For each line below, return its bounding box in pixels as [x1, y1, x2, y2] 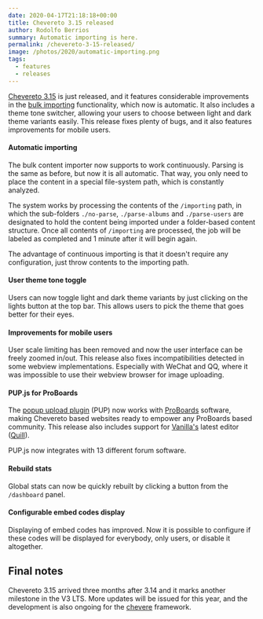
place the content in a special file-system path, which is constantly [8, 177, 225, 186]
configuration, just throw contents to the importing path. [8, 257, 190, 267]
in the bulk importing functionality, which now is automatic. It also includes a [8, 100, 255, 109]
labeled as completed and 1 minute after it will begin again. [8, 233, 198, 244]
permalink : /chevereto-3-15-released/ [8, 41, 135, 49]
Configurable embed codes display [8, 507, 126, 517]
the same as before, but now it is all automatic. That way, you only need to [8, 168, 249, 178]
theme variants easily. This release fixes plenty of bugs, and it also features [8, 116, 253, 126]
